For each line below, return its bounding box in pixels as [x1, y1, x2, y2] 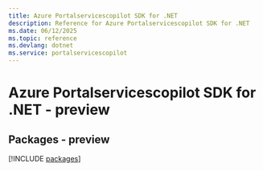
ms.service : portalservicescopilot [8, 49, 128, 57]
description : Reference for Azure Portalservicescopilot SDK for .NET [8, 19, 250, 27]
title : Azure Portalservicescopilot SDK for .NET [8, 11, 179, 20]
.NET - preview [8, 101, 110, 119]
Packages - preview [8, 132, 110, 146]
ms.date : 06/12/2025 [8, 26, 78, 35]
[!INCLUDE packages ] [8, 154, 81, 163]
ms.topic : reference [8, 34, 78, 43]
